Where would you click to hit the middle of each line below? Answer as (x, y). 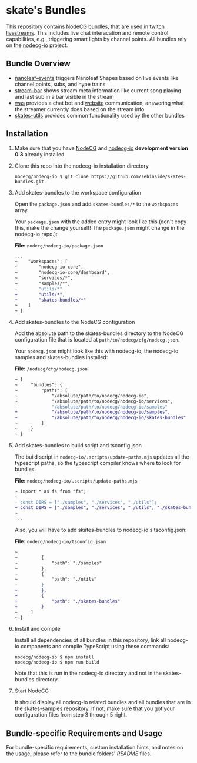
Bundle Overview (38, 64)
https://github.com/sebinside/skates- (138, 176)
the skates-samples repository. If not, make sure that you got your (95, 708)
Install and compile (37, 629)
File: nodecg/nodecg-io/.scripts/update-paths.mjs (76, 480)
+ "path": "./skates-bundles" (67, 601)
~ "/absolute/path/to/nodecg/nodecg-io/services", (94, 401)
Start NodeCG (31, 691)
